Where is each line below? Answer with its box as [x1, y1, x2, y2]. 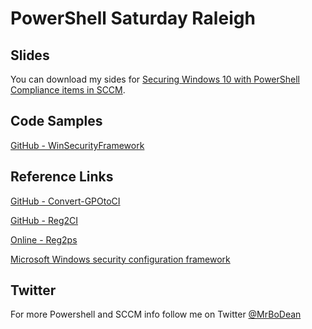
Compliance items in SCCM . [10, 84, 126, 96]
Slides [10, 47, 50, 64]
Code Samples [10, 113, 103, 130]
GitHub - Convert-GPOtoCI [10, 195, 121, 207]
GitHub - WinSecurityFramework [10, 139, 145, 151]
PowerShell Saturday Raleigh [10, 7, 256, 30]
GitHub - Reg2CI [10, 214, 79, 226]
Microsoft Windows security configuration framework [10, 253, 231, 265]
